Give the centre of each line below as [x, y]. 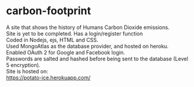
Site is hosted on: [27, 71]
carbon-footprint [49, 11]
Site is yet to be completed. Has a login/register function [75, 33]
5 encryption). [23, 65]
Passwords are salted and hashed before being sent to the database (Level [97, 59]
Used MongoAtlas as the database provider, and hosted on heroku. [88, 46]
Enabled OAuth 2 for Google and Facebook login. [65, 52]
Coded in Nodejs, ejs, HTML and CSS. [52, 40]
